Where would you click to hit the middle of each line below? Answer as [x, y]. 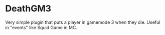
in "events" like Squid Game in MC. [41, 27]
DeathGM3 [28, 9]
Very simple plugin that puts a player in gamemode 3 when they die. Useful [83, 22]
